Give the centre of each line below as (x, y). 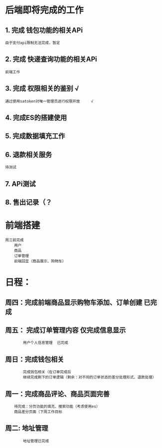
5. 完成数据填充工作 (35, 136)
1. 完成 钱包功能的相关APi (44, 30)
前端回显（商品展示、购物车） (40, 261)
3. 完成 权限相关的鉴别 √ (42, 88)
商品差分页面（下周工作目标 (38, 412)
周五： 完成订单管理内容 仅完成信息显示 (65, 330)
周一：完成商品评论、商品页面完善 (57, 394)
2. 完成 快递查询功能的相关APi (51, 59)
